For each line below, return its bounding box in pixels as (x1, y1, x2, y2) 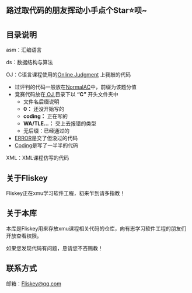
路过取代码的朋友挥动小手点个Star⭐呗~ (6, 5, 148, 16)
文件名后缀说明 (23, 98, 60, 105)
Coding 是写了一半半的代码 (14, 142, 79, 149)
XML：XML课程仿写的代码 (6, 154, 69, 162)
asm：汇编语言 (6, 46, 42, 54)
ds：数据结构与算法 (6, 59, 53, 66)
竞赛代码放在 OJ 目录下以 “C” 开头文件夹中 (14, 91, 118, 98)
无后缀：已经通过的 (23, 127, 70, 134)
